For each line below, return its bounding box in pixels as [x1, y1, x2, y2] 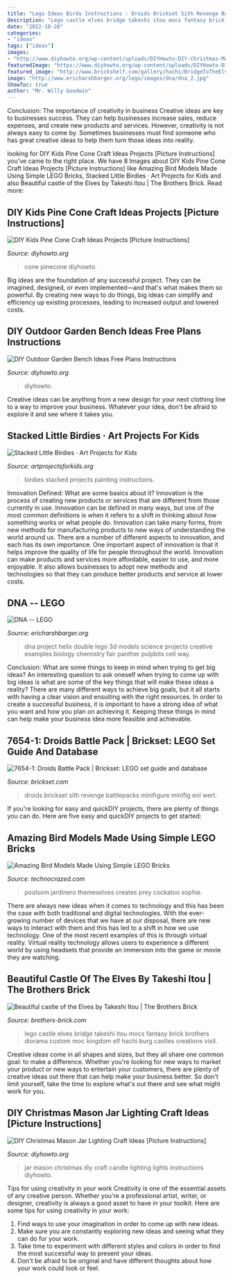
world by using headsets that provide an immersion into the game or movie [7, 946, 221, 954]
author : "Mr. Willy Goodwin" [7, 87, 92, 94]
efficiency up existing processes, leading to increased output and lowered [7, 298, 218, 306]
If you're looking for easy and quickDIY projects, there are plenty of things [7, 805, 219, 813]
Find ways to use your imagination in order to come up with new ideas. [17, 1219, 220, 1228]
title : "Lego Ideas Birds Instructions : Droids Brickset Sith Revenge [7, 10, 218, 17]
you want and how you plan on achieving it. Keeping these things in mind [7, 707, 216, 716]
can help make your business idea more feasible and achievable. [7, 715, 192, 723]
